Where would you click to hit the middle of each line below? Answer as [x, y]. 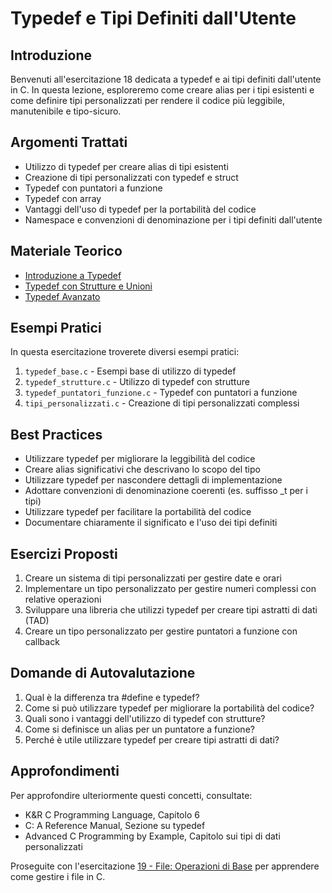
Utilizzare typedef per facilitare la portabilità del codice [138, 512]
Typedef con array [63, 198]
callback [42, 642]
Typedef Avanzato [62, 296]
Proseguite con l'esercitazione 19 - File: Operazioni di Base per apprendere [165, 866]
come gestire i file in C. [58, 876]
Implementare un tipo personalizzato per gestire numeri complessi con [170, 589]
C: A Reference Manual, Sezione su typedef [115, 825]
